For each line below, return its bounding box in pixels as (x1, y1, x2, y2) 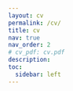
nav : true (8, 33, 41, 42)
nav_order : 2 (8, 41, 51, 49)
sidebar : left (15, 70, 61, 78)
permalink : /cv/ (8, 19, 61, 27)
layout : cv (8, 11, 44, 20)
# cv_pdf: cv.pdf (8, 48, 65, 56)
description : (8, 56, 51, 64)
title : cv (8, 26, 41, 34)
